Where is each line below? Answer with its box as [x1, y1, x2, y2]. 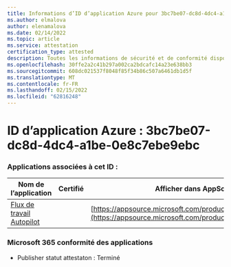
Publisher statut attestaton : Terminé [16, 253, 120, 261]
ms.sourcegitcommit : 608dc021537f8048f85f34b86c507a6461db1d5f [7, 67, 192, 74]
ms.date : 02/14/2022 [7, 29, 67, 36]
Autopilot [10, 217, 40, 227]
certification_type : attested [7, 49, 94, 56]
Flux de [10, 200, 34, 210]
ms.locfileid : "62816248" [7, 94, 81, 100]
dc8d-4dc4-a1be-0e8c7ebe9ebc [7, 138, 200, 153]
